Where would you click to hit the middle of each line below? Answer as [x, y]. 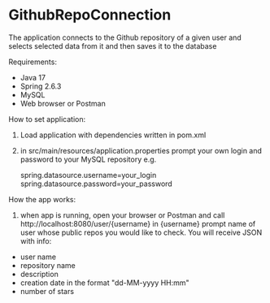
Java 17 [33, 77]
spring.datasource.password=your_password [96, 184]
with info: [36, 240]
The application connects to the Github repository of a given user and [125, 37]
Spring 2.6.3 [41, 86]
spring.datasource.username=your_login [88, 175]
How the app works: [42, 199]
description [39, 274]
